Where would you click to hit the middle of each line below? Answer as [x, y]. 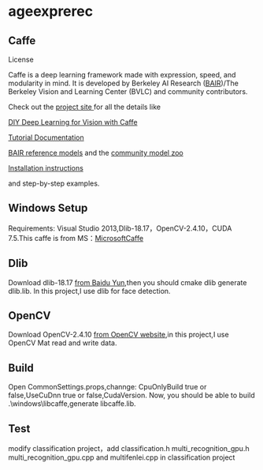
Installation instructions [46, 168]
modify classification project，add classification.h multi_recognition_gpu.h [129, 449]
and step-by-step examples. [54, 183]
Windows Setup [48, 208]
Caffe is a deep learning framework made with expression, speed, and [122, 75]
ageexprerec [50, 11]
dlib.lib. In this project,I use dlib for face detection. [89, 291]
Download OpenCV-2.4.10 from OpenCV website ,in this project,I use [119, 335]
